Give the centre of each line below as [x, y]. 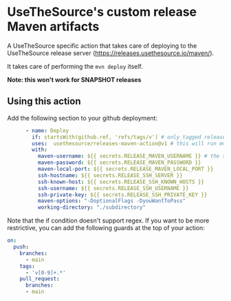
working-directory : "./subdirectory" [92, 207]
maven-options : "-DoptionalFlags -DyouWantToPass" [112, 201]
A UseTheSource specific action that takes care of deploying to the [102, 45]
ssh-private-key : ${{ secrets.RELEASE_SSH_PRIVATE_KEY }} [122, 195]
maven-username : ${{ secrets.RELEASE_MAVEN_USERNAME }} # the [129, 156]
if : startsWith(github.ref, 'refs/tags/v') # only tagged [117, 137]
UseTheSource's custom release [102, 12]
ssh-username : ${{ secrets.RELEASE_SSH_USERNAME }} [113, 188]
